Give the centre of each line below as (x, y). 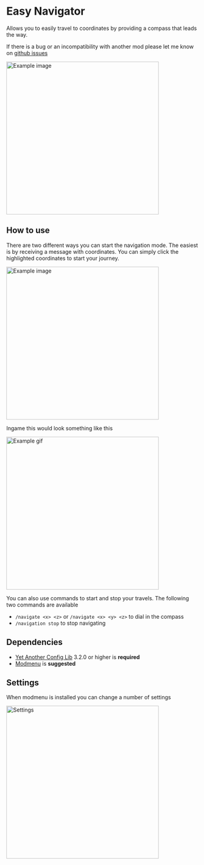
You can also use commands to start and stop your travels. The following (98, 598)
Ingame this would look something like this (60, 428)
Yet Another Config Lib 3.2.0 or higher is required (77, 657)
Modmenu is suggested (45, 663)
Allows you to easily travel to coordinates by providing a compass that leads (102, 28)
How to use (28, 230)
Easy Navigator (46, 11)
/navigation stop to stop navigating (60, 623)
